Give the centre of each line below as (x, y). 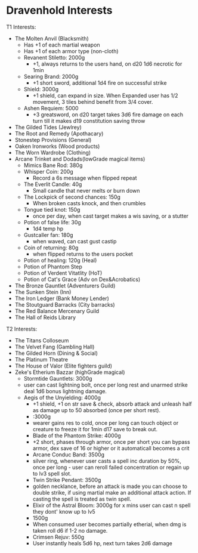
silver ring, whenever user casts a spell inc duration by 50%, (107, 461)
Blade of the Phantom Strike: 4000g (77, 435)
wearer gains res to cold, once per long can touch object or (106, 423)
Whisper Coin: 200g (48, 171)
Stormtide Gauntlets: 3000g (58, 378)
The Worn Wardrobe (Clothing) (53, 152)
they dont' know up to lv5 (64, 511)
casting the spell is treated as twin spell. (82, 499)
